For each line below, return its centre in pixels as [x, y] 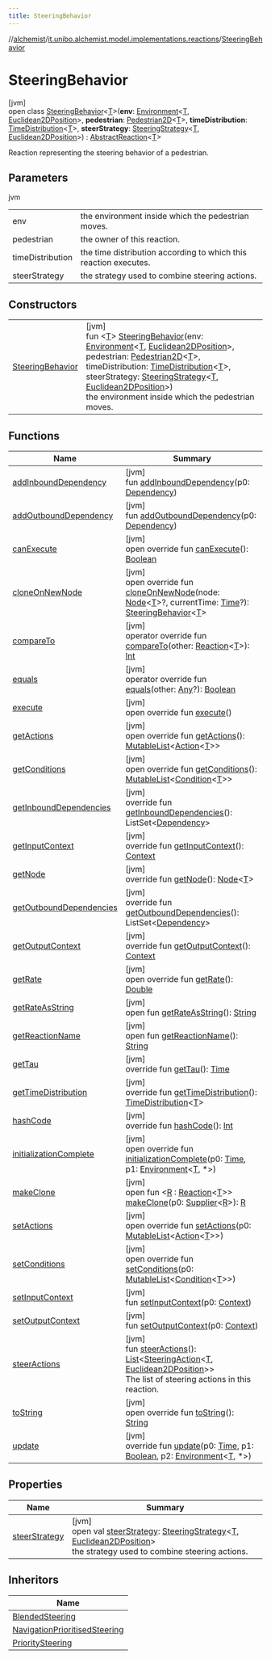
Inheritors [33, 1580]
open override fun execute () [179, 712]
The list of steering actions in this [188, 1379]
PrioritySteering [42, 1643]
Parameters [38, 177]
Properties [35, 1485]
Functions [34, 436]
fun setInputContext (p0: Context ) [189, 1302]
